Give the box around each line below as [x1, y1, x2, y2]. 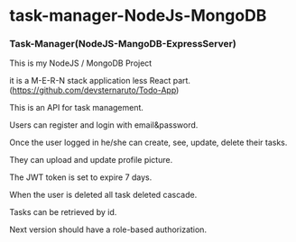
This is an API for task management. [9, 103, 144, 113]
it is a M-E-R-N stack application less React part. [9, 76, 191, 86]
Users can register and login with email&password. [9, 120, 199, 130]
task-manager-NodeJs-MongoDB [9, 5, 267, 26]
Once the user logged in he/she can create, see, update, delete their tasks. [9, 137, 288, 148]
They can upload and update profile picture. [9, 155, 173, 166]
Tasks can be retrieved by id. [9, 207, 117, 218]
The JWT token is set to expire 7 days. [9, 172, 153, 183]
